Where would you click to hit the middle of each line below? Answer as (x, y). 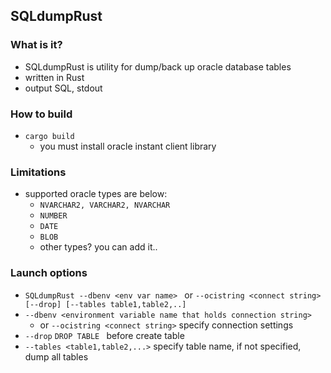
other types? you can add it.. (98, 247)
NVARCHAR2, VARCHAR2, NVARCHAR (105, 205)
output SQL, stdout (63, 88)
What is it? (36, 45)
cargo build (49, 136)
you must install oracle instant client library (128, 146)
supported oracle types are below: (96, 194)
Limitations (38, 172)
